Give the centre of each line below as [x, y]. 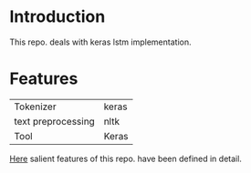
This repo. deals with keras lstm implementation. [100, 42]
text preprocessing [55, 121]
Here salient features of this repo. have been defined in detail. [125, 158]
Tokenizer [35, 107]
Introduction [58, 17]
